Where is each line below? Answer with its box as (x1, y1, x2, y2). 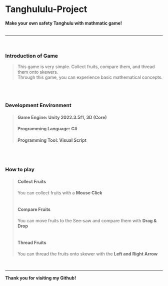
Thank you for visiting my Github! (5, 275, 76, 281)
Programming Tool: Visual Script (17, 137, 86, 143)
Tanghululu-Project (5, 4, 87, 15)
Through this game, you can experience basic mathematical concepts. (17, 74, 163, 81)
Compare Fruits (17, 206, 51, 212)
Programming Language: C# (17, 126, 77, 132)
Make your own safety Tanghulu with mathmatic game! (5, 20, 122, 26)
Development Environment (5, 102, 71, 109)
